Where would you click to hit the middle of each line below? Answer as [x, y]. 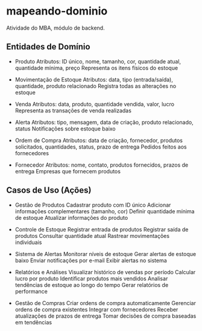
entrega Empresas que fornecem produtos [68, 171]
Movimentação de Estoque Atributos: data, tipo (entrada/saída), [94, 79]
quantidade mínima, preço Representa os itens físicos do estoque [96, 68]
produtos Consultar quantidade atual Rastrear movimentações [92, 236]
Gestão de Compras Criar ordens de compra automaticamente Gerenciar [105, 303]
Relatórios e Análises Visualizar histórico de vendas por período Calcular [105, 272]
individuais [28, 242]
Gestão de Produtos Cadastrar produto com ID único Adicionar [93, 205]
